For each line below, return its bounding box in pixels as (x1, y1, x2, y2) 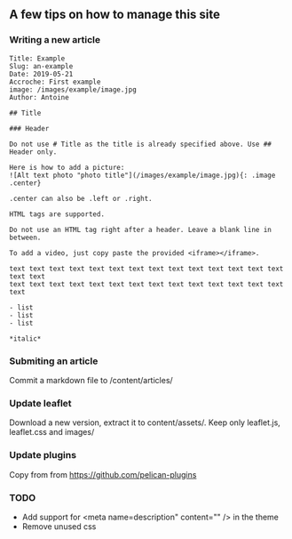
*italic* (9, 334, 42, 343)
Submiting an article (9, 355, 99, 367)
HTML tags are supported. (9, 209, 105, 219)
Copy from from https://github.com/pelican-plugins (9, 469, 197, 479)
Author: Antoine (9, 93, 69, 101)
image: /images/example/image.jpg (9, 84, 138, 94)
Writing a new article (9, 34, 100, 46)
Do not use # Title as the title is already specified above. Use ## (9, 140, 272, 149)
